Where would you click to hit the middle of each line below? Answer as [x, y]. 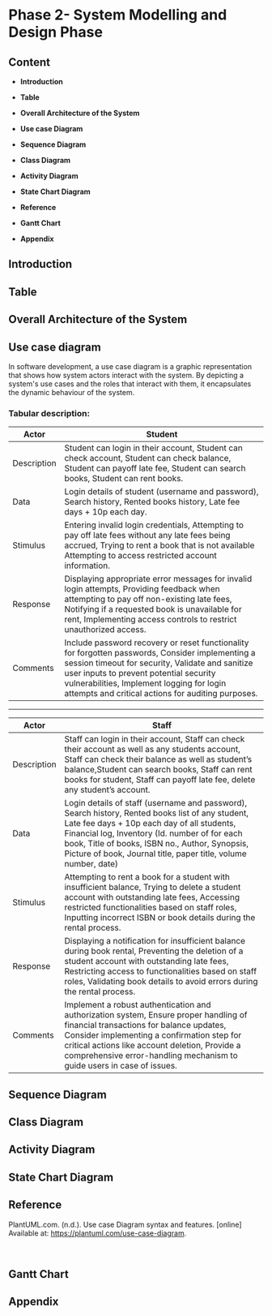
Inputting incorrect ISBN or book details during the [160, 918]
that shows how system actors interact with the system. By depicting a [126, 375]
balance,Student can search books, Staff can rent [158, 770]
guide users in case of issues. [121, 1066]
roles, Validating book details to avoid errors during [161, 982]
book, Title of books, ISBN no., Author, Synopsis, [157, 844]
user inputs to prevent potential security [140, 673]
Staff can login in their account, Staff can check [155, 739]
